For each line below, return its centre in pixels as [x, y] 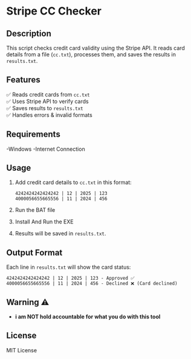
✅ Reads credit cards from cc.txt [48, 94]
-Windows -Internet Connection [46, 149]
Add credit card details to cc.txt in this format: [73, 182]
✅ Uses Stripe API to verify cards [47, 101]
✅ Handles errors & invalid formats [49, 115]
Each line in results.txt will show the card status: [69, 267]
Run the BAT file [35, 210]
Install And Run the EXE [44, 222]
